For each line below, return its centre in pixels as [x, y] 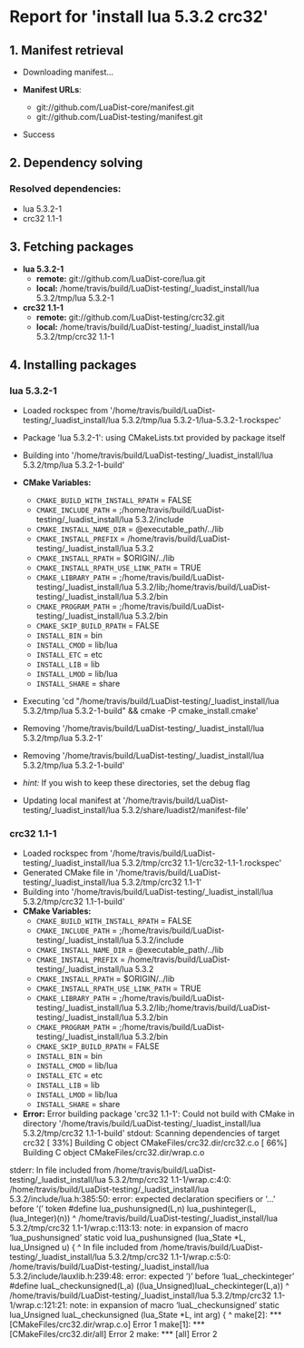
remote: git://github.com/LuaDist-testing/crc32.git [130, 317]
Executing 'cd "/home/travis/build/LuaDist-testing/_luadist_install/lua [151, 701]
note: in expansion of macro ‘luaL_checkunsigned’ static [174, 1305]
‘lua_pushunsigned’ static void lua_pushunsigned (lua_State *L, [128, 1238]
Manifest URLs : [52, 89]
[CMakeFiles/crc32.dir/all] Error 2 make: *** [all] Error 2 [113, 1334]
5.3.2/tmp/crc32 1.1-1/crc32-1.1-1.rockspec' [201, 863]
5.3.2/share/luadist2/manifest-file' [185, 810]
